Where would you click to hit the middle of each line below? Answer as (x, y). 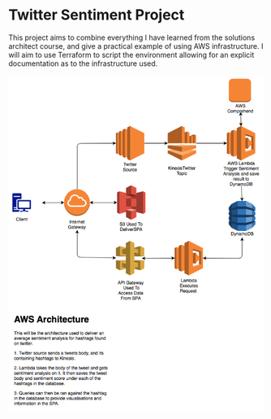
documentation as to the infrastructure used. (83, 63)
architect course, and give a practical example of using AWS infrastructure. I (136, 46)
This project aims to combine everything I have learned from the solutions (132, 37)
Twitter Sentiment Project (97, 15)
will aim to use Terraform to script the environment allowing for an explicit (131, 55)
